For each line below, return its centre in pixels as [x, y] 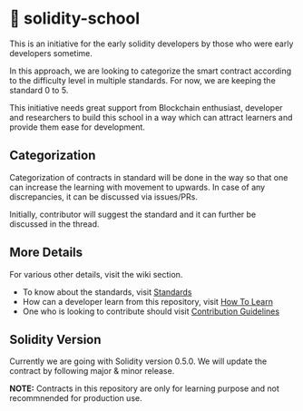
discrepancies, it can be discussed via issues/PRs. [103, 196]
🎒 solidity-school [75, 19]
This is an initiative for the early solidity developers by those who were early [151, 44]
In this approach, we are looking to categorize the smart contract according [151, 71]
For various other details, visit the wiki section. [96, 274]
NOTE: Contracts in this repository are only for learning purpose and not [144, 388]
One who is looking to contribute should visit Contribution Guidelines [151, 311]
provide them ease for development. [77, 127]
